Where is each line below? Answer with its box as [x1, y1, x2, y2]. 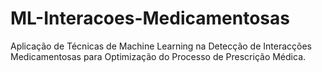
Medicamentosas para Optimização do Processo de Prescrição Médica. [10, 50, 307, 62]
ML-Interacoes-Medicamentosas [10, 7, 290, 30]
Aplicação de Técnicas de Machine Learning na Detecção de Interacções [10, 40, 312, 52]
